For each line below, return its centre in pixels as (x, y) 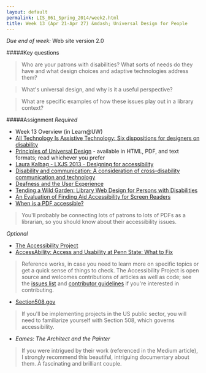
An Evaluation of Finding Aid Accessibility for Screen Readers (93, 197)
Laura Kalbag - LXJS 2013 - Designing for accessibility (84, 164)
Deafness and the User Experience (59, 184)
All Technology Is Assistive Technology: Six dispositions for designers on (107, 138)
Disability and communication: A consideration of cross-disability (97, 171)
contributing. (37, 290)
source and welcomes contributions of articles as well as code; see (106, 277)
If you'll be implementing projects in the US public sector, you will (104, 314)
